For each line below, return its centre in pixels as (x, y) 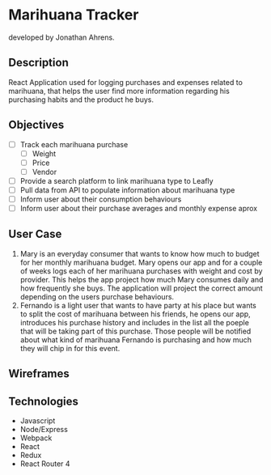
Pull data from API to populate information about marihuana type (127, 190)
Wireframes (39, 374)
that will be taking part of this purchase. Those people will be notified (135, 331)
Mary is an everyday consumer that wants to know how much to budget (140, 253)
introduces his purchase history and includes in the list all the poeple (134, 322)
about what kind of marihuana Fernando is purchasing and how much (136, 339)
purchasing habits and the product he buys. (81, 100)
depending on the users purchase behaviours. (97, 296)
